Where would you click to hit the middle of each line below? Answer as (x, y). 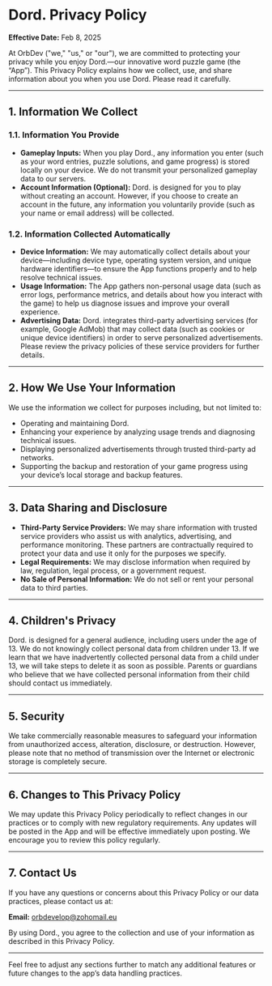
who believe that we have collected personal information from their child (129, 675)
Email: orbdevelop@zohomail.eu (63, 916)
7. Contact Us (42, 873)
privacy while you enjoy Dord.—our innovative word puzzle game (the (125, 62)
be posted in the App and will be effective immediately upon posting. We (130, 831)
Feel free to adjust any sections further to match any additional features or (132, 964)
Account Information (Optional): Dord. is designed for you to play (130, 187)
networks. (37, 457)
